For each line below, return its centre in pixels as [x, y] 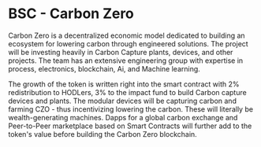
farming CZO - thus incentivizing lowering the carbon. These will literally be [131, 109]
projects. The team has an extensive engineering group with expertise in [126, 61]
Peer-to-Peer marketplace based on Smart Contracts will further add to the [130, 126]
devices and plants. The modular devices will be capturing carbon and [122, 101]
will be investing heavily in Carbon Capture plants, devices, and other [121, 52]
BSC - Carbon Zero [71, 14]
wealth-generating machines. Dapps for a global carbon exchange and [123, 117]
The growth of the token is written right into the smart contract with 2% [124, 84]
